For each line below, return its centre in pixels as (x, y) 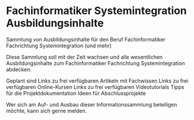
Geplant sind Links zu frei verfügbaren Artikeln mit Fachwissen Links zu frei (97, 81)
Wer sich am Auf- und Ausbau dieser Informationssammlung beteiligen (92, 104)
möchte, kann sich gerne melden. (46, 111)
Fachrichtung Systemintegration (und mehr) (59, 46)
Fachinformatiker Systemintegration (96, 11)
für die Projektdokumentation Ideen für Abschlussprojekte (76, 93)
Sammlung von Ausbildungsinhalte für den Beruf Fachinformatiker (86, 39)
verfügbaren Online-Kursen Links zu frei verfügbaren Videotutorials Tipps (95, 87)
